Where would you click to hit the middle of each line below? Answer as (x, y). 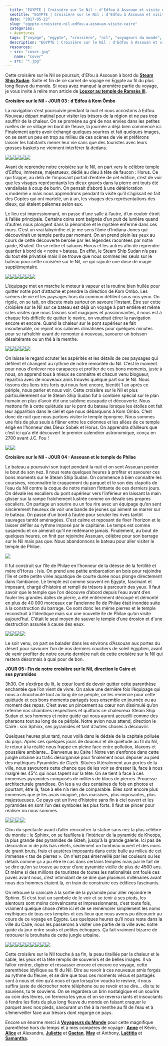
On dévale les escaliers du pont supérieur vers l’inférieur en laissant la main (83, 493)
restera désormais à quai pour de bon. (44, 659)
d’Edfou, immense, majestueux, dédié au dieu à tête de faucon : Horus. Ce (82, 172)
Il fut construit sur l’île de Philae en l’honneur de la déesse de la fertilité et (81, 566)
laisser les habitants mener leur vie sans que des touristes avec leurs (76, 143)
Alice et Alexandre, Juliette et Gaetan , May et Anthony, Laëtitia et (74, 1033)
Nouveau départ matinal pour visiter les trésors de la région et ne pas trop (81, 116)
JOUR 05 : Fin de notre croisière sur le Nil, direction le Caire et (70, 669)
